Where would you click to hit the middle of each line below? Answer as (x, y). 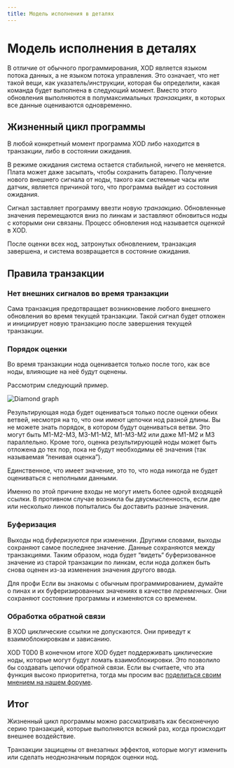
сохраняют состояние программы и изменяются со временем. (102, 598)
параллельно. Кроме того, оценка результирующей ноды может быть (112, 442)
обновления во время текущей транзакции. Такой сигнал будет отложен (116, 316)
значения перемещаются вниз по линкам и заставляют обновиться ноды (117, 216)
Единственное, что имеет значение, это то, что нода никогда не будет (113, 470)
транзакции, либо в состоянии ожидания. (69, 151)
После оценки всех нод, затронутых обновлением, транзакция (102, 244)
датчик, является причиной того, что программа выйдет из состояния (112, 187)
